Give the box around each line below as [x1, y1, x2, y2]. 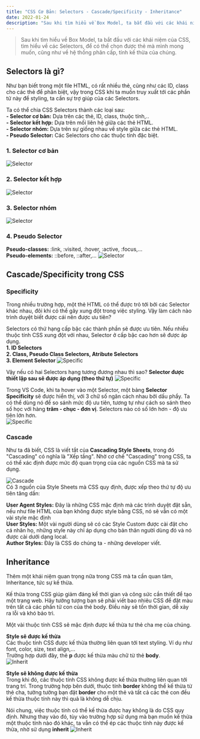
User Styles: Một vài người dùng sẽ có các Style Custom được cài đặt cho [6, 520, 188, 528]
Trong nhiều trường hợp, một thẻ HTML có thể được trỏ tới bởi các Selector [6, 301, 190, 308]
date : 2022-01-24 [6, 14, 49, 20]
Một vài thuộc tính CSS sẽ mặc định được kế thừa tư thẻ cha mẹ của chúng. [6, 621, 192, 628]
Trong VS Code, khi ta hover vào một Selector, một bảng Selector [6, 387, 168, 394]
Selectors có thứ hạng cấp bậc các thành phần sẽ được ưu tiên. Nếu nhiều [6, 325, 189, 332]
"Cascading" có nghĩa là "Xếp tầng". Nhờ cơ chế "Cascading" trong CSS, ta [6, 453, 192, 460]
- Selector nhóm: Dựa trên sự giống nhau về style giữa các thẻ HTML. [6, 125, 178, 133]
